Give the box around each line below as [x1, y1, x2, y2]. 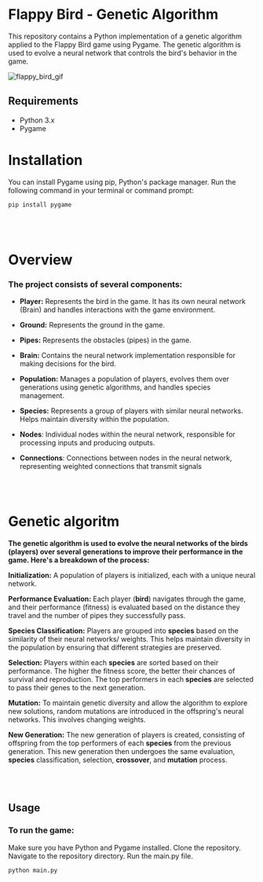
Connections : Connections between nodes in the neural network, [19, 453, 232, 463]
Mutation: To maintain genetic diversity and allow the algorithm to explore [8, 697, 248, 708]
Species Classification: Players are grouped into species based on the [8, 626, 239, 635]
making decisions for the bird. [19, 359, 116, 368]
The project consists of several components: [8, 279, 183, 290]
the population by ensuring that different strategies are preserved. [8, 642, 222, 652]
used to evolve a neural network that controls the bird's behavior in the [8, 48, 237, 57]
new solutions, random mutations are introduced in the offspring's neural [8, 706, 244, 715]
